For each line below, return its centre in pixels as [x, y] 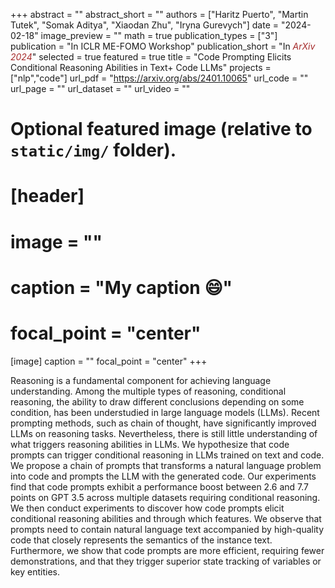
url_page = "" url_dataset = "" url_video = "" [100, 88]
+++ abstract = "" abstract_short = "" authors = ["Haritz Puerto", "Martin [159, 14]
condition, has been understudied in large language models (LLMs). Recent [165, 412]
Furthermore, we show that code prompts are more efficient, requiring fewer [167, 550]
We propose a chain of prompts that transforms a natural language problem [166, 465]
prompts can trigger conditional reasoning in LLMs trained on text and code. [167, 455]
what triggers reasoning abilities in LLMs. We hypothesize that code [150, 444]
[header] [47, 196]
